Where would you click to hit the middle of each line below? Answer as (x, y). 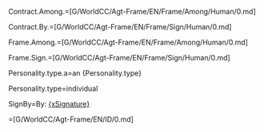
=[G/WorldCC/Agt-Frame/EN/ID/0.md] (71, 119)
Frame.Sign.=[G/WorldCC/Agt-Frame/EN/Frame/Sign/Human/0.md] (119, 58)
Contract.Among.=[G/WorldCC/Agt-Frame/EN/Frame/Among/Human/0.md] (132, 12)
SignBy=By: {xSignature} (49, 104)
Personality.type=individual (53, 88)
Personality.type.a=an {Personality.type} (75, 73)
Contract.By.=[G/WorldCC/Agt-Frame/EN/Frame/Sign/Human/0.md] (120, 27)
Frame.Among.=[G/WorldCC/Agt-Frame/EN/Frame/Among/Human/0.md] (128, 42)
